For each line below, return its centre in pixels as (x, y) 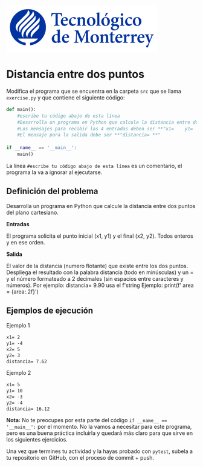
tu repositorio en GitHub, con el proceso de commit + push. (80, 457)
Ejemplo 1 (18, 325)
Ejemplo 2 (19, 372)
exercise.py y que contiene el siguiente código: (66, 97)
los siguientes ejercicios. (37, 439)
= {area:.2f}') (23, 291)
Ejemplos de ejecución (50, 311)
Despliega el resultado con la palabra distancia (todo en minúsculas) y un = (100, 272)
